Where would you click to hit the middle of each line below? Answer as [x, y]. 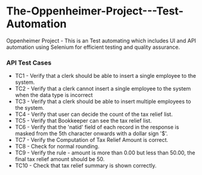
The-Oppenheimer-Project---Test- [95, 11]
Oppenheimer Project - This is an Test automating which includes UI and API [101, 40]
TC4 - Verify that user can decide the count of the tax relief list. [94, 114]
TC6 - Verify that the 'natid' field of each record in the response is [97, 127]
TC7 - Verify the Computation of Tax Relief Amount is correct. [92, 140]
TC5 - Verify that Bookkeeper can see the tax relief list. [83, 121]
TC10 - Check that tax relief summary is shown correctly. [86, 166]
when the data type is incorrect [54, 95]
